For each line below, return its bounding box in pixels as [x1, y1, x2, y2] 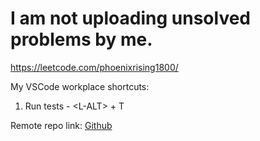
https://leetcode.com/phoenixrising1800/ [10, 61, 179, 73]
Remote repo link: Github [10, 119, 113, 131]
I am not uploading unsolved [10, 7, 251, 30]
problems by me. [10, 28, 153, 51]
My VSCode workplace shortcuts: [10, 80, 150, 92]
